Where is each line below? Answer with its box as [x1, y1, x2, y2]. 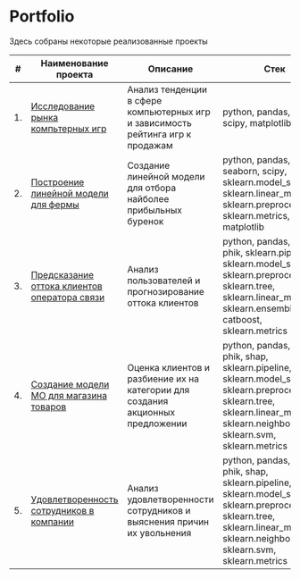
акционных [127, 406, 176, 418]
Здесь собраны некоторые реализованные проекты [9, 36, 208, 46]
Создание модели [30, 378, 110, 390]
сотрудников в [30, 504, 95, 516]
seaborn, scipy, [222, 164, 287, 177]
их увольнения [127, 526, 192, 539]
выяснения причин [127, 516, 210, 528]
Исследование [30, 100, 96, 113]
